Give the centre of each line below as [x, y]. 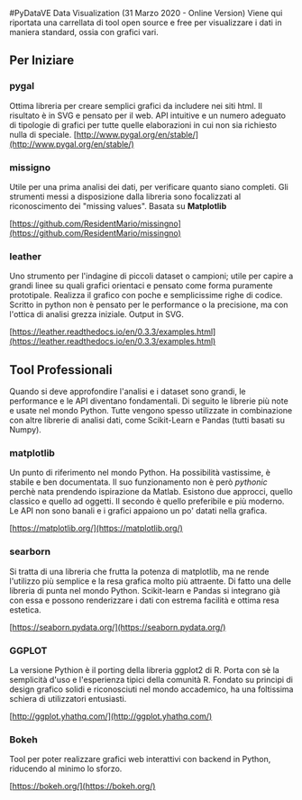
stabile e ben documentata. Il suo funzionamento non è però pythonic [138, 482]
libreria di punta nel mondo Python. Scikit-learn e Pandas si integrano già [145, 590]
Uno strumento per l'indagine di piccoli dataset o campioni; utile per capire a [151, 276]
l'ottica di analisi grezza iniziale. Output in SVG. [97, 314]
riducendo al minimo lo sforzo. [66, 768]
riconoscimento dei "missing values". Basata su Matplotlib [118, 205]
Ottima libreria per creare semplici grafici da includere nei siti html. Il [136, 105]
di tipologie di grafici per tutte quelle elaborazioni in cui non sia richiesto [143, 124]
